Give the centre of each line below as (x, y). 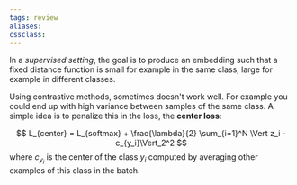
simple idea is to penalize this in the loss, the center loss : (116, 116)
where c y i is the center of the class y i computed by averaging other (134, 159)
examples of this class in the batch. (75, 170)
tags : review (34, 18)
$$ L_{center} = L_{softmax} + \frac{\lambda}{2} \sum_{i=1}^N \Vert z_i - (151, 134)
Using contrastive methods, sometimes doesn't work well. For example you (148, 97)
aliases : (26, 26)
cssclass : (28, 34)
